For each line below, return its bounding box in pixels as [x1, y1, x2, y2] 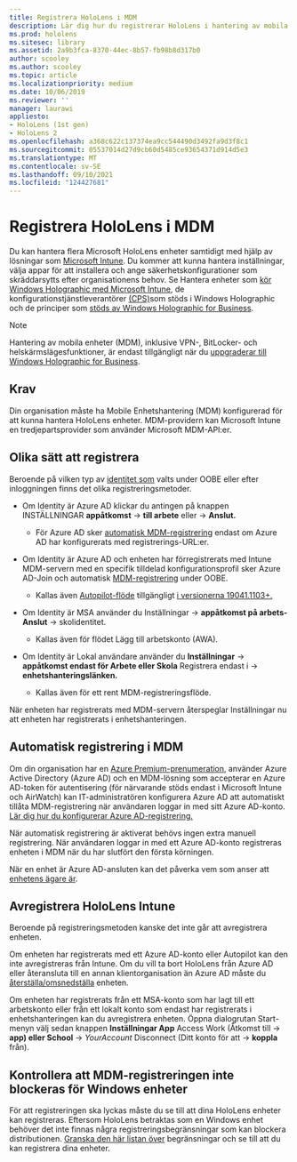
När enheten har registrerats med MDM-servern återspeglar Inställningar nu [9, 704, 287, 715]
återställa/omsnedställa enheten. [9, 977, 129, 988]
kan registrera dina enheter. [9, 1143, 111, 1154]
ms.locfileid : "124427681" [9, 179, 109, 188]
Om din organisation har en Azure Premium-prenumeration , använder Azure [9, 763, 287, 773]
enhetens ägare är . [9, 873, 78, 884]
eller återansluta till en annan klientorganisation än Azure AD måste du [9, 968, 267, 979]
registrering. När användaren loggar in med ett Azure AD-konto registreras [9, 837, 282, 847]
